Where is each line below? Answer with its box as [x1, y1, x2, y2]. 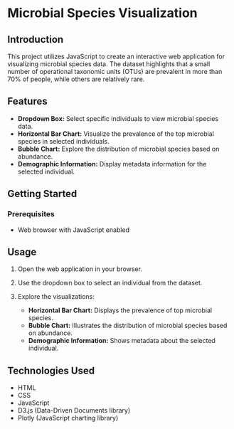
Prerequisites [7, 209, 55, 219]
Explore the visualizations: [17, 292, 95, 301]
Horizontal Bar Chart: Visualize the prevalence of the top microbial [17, 129, 215, 138]
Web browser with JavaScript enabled [17, 226, 130, 234]
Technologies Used [7, 364, 95, 376]
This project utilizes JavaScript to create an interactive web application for [7, 52, 225, 60]
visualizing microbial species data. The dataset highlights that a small [7, 60, 211, 68]
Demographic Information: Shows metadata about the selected [28, 337, 216, 345]
